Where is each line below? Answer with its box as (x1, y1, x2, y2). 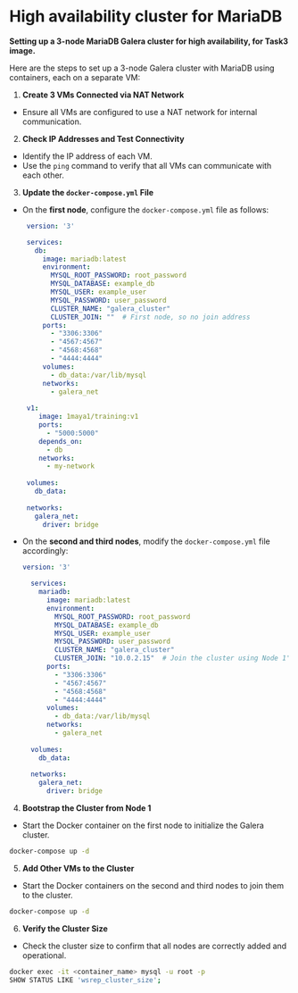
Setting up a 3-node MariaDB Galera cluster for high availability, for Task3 (9, 36, 288, 46)
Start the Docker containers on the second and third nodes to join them (21, 880, 284, 890)
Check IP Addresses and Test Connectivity (21, 133, 185, 144)
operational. (21, 949, 67, 961)
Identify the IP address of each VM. (21, 150, 153, 162)
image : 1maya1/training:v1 (38, 413, 139, 421)
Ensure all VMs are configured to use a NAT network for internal (21, 106, 258, 117)
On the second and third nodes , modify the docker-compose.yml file (21, 536, 270, 547)
